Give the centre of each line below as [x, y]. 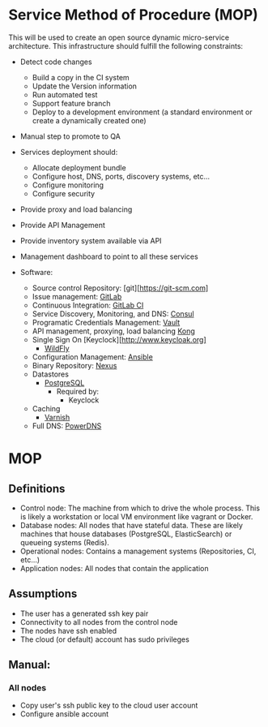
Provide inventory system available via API [91, 240]
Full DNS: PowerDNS [67, 426]
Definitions [37, 488]
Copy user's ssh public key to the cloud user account [109, 705]
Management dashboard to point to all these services [109, 256]
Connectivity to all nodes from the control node [99, 622]
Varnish [57, 417]
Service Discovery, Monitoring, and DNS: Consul [113, 313]
